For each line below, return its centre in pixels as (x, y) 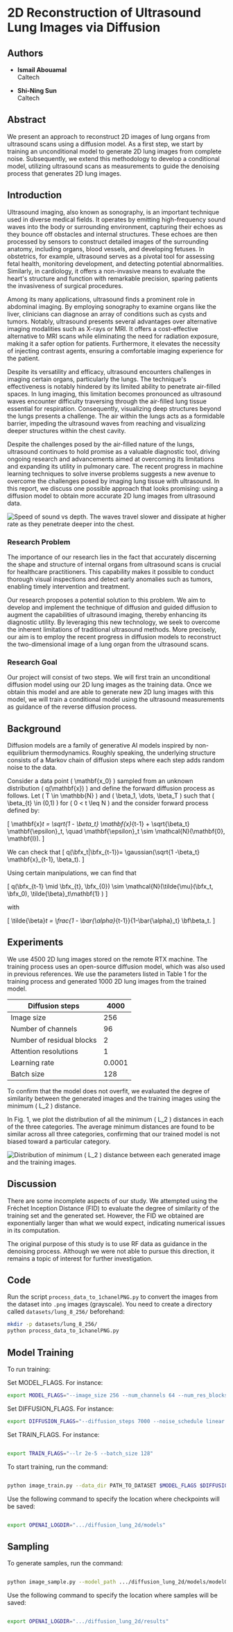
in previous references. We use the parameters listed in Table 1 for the (107, 974)
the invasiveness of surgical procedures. (65, 285)
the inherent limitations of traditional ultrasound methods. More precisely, (112, 629)
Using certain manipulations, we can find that (72, 873)
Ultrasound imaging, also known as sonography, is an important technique (113, 212)
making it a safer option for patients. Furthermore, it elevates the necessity (114, 343)
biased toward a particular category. (59, 1141)
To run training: (29, 1370)
